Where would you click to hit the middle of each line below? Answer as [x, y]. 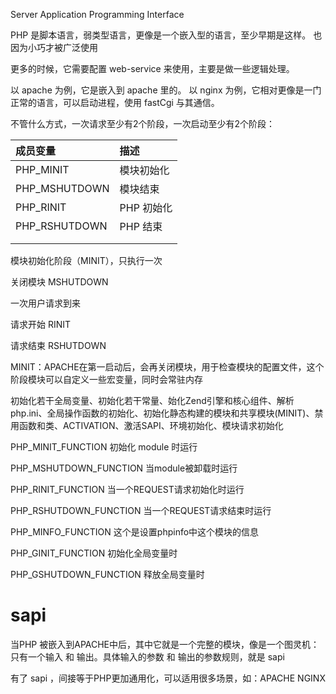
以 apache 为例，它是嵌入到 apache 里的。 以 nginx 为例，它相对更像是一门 [166, 90]
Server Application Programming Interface [97, 14]
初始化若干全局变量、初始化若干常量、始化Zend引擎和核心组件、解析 [152, 400]
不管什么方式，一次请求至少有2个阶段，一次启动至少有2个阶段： [143, 123]
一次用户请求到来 [45, 303]
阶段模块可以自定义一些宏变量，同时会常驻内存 [106, 379]
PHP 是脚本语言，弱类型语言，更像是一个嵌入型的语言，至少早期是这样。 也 [166, 35]
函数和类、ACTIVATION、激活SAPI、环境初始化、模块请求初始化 [151, 425]
